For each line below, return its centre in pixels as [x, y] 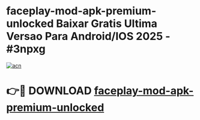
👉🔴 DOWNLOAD [49, 91]
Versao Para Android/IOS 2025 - [88, 36]
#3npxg [26, 49]
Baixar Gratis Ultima [107, 24]
